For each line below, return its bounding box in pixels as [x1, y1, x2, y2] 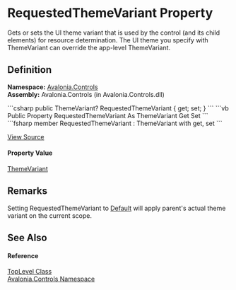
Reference [7, 251, 39, 260]
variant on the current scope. [7, 211, 92, 220]
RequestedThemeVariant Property [7, 5, 213, 21]
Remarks [7, 185, 48, 197]
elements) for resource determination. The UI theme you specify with [7, 35, 208, 44]
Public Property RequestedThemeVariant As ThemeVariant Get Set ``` [7, 111, 208, 120]
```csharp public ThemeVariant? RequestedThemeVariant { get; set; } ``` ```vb [7, 104, 229, 112]
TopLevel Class [7, 267, 52, 276]
